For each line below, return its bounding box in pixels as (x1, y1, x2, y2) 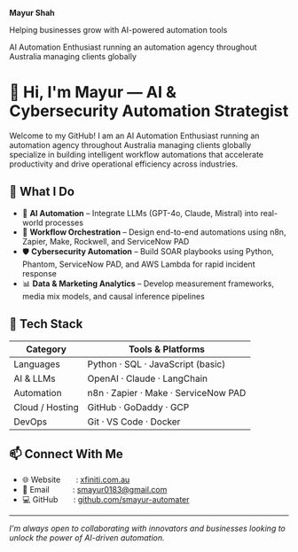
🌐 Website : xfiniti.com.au (21, 474, 130, 486)
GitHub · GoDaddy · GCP (87, 400, 190, 413)
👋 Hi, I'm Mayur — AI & (9, 82, 177, 103)
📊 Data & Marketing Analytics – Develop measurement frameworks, (21, 278, 275, 289)
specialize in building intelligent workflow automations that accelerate (9, 149, 264, 159)
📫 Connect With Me (9, 447, 124, 462)
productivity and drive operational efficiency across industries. (9, 159, 239, 169)
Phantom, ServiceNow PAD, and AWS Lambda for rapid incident (21, 259, 255, 269)
